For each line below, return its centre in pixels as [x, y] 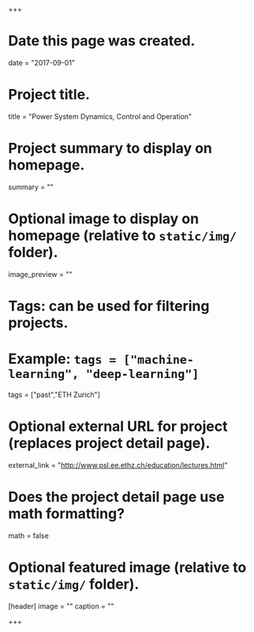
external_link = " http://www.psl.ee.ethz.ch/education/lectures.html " [118, 465]
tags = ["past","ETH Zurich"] [54, 395]
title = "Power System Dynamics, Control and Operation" [100, 116]
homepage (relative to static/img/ [123, 236]
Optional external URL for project [118, 426]
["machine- [159, 360]
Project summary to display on [110, 149]
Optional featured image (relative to [127, 567]
